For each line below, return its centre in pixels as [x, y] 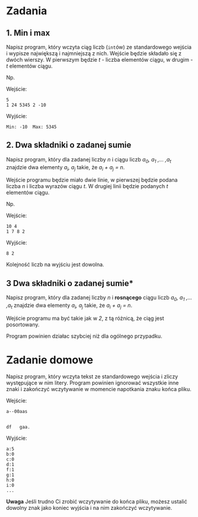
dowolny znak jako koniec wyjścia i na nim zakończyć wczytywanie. [89, 508]
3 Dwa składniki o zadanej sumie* [70, 283]
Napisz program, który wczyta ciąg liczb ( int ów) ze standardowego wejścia [99, 47]
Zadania [27, 11]
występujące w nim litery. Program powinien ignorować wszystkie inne [92, 383]
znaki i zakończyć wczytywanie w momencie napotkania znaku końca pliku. [99, 389]
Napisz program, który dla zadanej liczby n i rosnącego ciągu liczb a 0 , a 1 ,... [99, 298]
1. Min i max [28, 33]
